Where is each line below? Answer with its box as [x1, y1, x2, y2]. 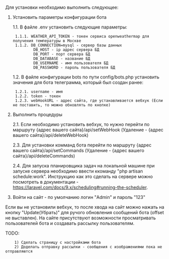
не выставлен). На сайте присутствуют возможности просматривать [5, 215, 156, 221]
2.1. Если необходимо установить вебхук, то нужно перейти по [12, 122, 150, 127]
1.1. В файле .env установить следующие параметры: [12, 24, 128, 30]
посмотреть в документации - [12, 179, 79, 185]
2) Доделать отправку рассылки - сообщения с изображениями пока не [14, 244, 162, 249]
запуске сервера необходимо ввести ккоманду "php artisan [12, 168, 143, 174]
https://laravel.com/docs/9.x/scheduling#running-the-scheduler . [12, 184, 148, 190]
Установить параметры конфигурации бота [12, 14, 107, 20]
